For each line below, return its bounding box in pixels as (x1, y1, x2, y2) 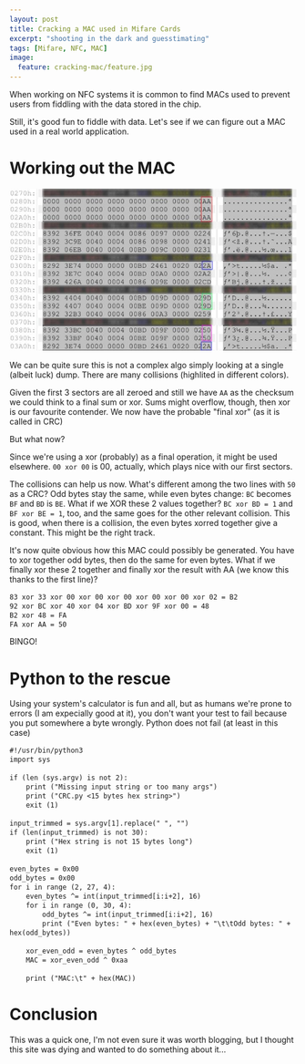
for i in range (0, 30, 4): (25, 901, 132, 911)
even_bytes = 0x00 (9, 864, 79, 874)
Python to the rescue (9, 668, 171, 688)
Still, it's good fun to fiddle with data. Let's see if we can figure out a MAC (9, 117, 286, 127)
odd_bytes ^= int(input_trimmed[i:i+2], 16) (42, 910, 214, 920)
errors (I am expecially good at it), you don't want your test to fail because (9, 708, 288, 719)
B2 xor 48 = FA (9, 611, 67, 620)
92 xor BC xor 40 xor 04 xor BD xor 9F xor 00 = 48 (9, 602, 209, 611)
